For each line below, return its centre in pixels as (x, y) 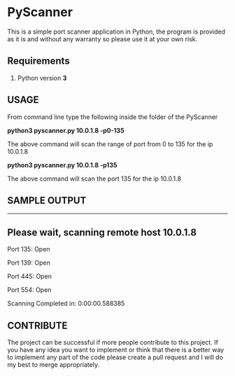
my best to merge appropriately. (54, 364)
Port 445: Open (30, 277)
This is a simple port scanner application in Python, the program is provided (116, 32)
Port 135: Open (29, 249)
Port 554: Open (29, 290)
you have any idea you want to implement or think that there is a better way (116, 350)
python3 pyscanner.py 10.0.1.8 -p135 (62, 165)
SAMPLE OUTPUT (47, 200)
